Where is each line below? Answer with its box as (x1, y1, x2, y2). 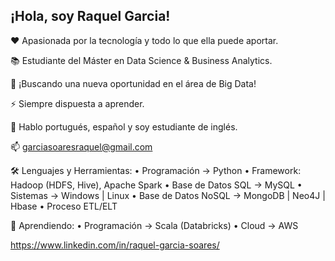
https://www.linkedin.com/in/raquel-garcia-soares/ (10, 239, 220, 251)
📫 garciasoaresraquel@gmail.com (10, 140, 153, 153)
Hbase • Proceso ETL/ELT (10, 200, 118, 212)
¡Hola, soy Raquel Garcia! (10, 8, 171, 25)
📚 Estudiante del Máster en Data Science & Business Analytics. (10, 54, 273, 66)
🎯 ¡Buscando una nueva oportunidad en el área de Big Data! (10, 77, 257, 89)
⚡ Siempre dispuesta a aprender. (10, 97, 145, 109)
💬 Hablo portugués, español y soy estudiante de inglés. (10, 120, 238, 133)
